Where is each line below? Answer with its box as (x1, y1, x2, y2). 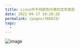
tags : (5, 20, 16, 26)
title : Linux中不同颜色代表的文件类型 (5, 7, 75, 12)
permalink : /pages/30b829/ (5, 16, 60, 21)
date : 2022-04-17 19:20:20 (5, 12, 60, 16)
